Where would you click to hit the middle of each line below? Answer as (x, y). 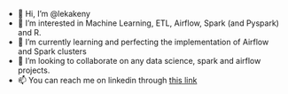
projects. (34, 70)
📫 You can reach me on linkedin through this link (107, 80)
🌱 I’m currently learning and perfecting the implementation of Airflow (143, 42)
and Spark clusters (52, 51)
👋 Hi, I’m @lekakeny (54, 14)
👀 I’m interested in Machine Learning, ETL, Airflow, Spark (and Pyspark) (148, 23)
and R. (29, 32)
